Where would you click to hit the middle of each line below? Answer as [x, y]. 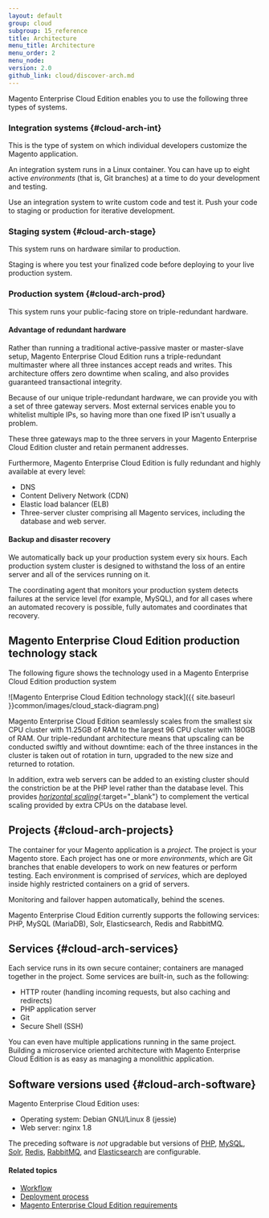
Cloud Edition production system [62, 681]
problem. [23, 423]
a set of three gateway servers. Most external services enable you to [122, 406]
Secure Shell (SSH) [52, 1027]
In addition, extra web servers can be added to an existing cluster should [129, 779]
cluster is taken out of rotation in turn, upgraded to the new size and [121, 755]
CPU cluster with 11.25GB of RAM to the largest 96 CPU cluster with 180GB [132, 729]
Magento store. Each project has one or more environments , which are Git [130, 858]
